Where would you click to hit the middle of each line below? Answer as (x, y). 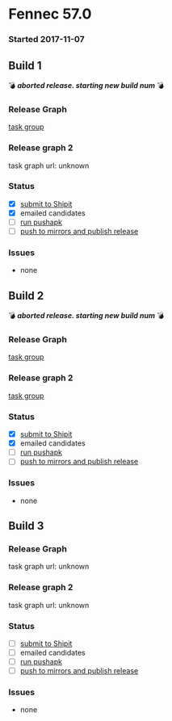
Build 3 (26, 526)
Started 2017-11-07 (46, 40)
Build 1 (25, 65)
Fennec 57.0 (50, 14)
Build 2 (26, 296)
